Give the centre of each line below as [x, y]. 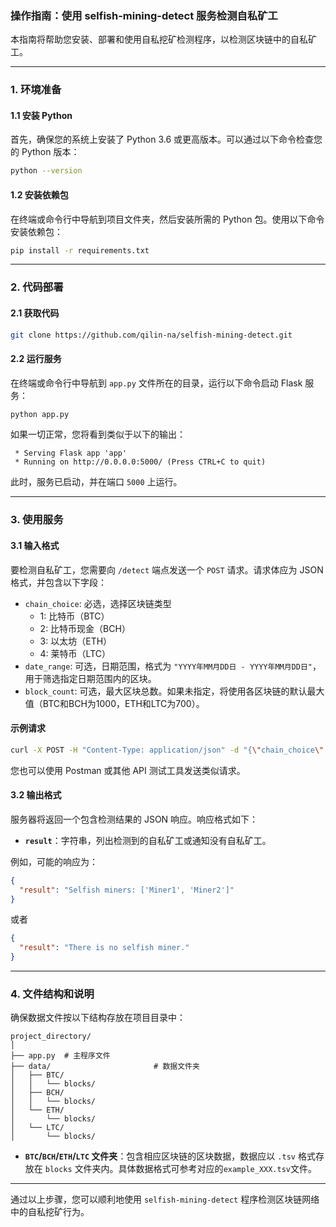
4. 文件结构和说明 [52, 994]
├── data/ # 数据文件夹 [105, 1067]
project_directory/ [51, 1037]
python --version [46, 171]
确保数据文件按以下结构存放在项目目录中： [98, 1018]
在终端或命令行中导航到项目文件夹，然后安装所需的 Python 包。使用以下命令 [167, 219]
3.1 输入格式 [35, 545]
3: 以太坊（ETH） [76, 641]
